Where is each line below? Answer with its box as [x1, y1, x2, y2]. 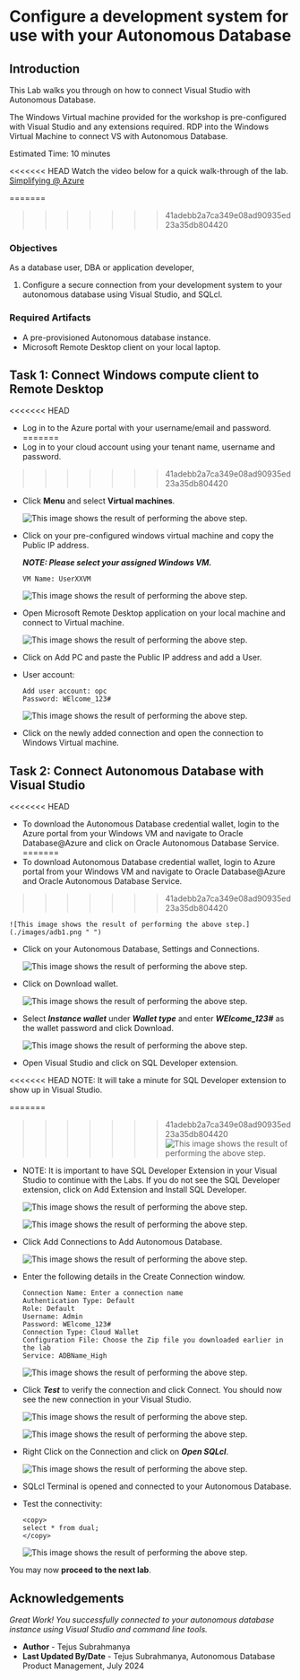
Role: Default [21, 1304, 75, 1314]
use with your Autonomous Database [9, 25, 292, 46]
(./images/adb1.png [9, 928, 82, 937]
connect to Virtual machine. [21, 617, 125, 628]
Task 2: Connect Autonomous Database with [9, 763, 264, 778]
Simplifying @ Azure [9, 175, 85, 186]
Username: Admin [21, 1312, 83, 1321]
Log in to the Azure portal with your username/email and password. [21, 423, 271, 433]
